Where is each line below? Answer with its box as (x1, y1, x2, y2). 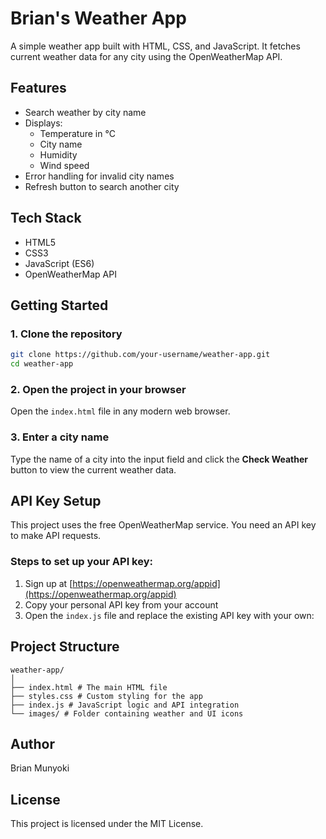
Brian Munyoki (10, 762, 70, 774)
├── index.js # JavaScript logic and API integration (10, 700, 240, 710)
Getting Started (10, 297, 109, 314)
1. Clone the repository (10, 327, 123, 341)
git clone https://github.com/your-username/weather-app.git (10, 350, 271, 360)
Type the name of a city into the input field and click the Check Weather (10, 453, 309, 465)
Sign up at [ (24, 577, 73, 589)
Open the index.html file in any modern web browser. (10, 405, 231, 417)
